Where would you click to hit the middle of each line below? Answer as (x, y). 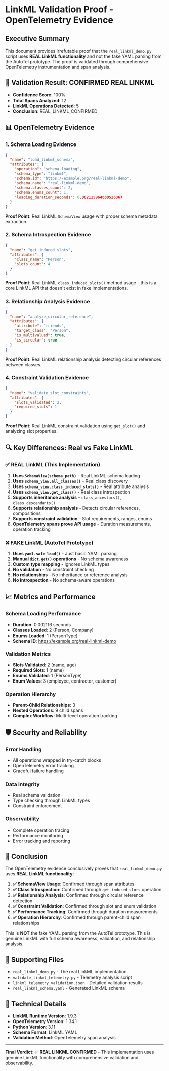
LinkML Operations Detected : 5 (46, 106)
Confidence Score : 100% (39, 95)
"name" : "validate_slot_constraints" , (51, 393)
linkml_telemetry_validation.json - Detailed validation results (78, 983)
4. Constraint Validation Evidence (47, 377)
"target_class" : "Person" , (43, 331)
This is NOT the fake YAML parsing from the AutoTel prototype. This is (78, 933)
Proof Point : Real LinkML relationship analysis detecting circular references (83, 359)
